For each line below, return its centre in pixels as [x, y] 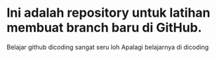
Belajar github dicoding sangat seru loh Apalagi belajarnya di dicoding [108, 47]
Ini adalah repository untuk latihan [108, 13]
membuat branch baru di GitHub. [104, 28]
